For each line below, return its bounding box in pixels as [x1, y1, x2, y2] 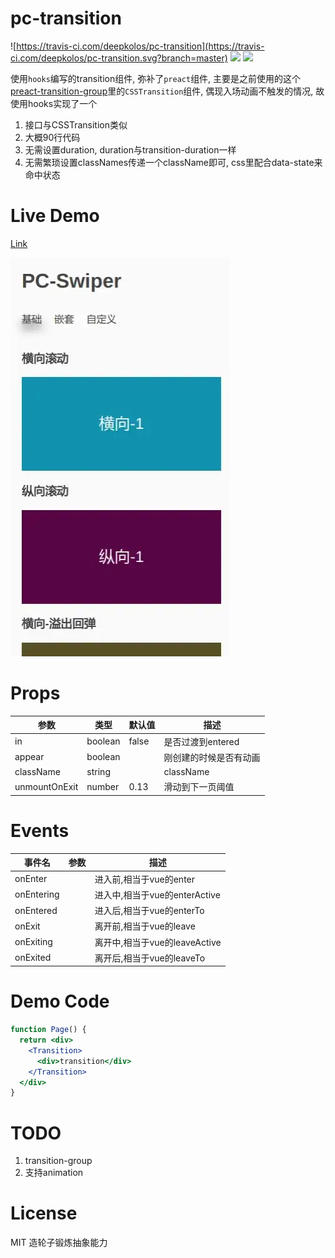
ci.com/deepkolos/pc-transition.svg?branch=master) [10, 52, 228, 64]
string [86, 766, 111, 778]
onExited [14, 952, 52, 964]
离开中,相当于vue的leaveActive [94, 936, 222, 948]
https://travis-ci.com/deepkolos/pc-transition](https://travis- [16, 40, 265, 52]
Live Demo [10, 205, 100, 227]
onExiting [14, 936, 53, 947]
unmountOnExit [14, 780, 79, 792]
